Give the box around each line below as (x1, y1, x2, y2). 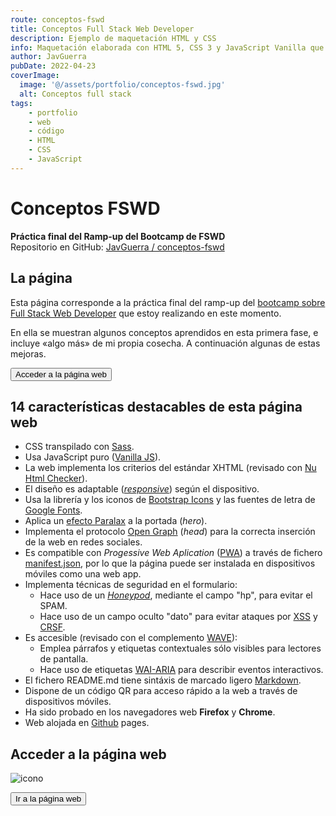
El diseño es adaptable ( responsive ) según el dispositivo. (24, 483, 260, 495)
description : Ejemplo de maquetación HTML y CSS (10, 33, 217, 43)
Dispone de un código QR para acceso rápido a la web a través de (24, 685, 298, 697)
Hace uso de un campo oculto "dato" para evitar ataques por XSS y (39, 611, 318, 623)
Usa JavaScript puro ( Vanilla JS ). (24, 451, 162, 463)
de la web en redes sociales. (24, 536, 143, 548)
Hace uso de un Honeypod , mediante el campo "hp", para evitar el (39, 589, 313, 601)
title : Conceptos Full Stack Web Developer (10, 24, 195, 34)
